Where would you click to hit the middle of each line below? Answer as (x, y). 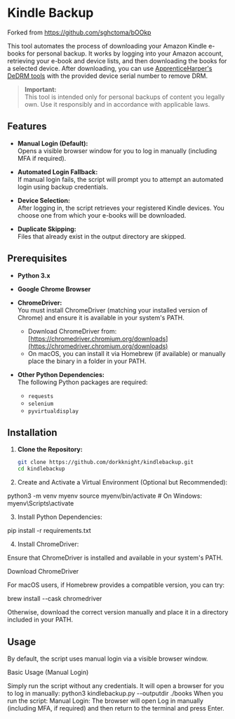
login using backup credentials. (63, 187)
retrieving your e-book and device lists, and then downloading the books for (117, 60)
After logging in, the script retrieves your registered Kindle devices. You (121, 208)
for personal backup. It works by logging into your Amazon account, (125, 53)
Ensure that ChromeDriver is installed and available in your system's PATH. (115, 558)
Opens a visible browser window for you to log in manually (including (117, 151)
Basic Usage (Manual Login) (48, 672)
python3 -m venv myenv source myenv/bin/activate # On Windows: (105, 496)
